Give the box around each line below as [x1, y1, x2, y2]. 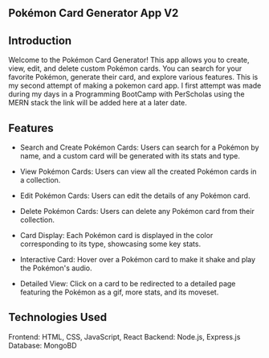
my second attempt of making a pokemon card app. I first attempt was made [8, 80, 262, 91]
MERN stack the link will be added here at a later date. [8, 98, 187, 108]
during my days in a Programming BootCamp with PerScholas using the [8, 89, 245, 99]
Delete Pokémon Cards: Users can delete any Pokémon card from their [19, 207, 255, 216]
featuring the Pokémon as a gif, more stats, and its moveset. [19, 287, 219, 297]
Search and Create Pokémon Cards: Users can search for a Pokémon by [19, 142, 259, 152]
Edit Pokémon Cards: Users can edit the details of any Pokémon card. [19, 191, 251, 200]
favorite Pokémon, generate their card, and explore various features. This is [8, 72, 259, 82]
